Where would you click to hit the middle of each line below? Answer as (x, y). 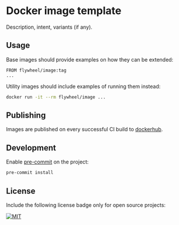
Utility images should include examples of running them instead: (83, 86)
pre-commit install (30, 173)
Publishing (26, 115)
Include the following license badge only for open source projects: (86, 205)
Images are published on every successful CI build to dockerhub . (85, 129)
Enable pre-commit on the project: (47, 162)
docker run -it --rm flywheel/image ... (56, 97)
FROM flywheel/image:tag (36, 70)
